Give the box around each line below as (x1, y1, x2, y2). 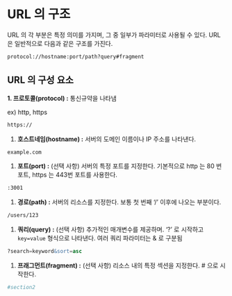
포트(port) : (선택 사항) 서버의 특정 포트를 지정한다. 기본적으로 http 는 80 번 (17, 162, 222, 170)
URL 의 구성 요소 (7, 74, 74, 86)
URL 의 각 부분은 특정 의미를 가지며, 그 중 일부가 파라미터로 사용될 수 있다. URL (7, 31, 221, 39)
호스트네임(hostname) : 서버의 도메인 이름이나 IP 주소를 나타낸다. (17, 135, 197, 143)
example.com (7, 149, 42, 156)
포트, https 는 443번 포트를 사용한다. (17, 171, 118, 179)
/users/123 (7, 212, 39, 219)
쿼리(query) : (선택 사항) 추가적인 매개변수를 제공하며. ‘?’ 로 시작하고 (17, 225, 204, 233)
